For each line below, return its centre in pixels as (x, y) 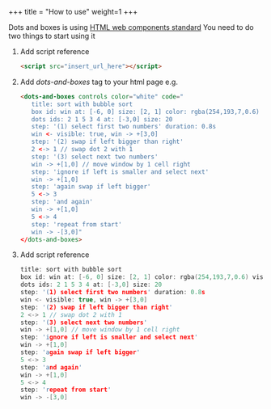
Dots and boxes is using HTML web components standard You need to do (131, 27)
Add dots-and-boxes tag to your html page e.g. (99, 82)
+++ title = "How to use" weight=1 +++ (73, 12)
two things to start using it (52, 36)
